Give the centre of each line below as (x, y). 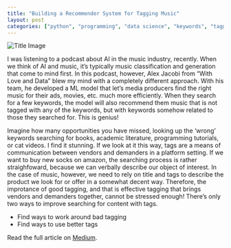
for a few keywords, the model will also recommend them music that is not (112, 103)
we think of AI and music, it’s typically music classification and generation (111, 67)
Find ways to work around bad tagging (72, 217)
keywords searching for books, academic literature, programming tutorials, (113, 138)
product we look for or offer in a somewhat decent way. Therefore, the (107, 182)
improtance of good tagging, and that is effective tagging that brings (104, 189)
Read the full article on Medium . (52, 238)
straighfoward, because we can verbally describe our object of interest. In (112, 167)
